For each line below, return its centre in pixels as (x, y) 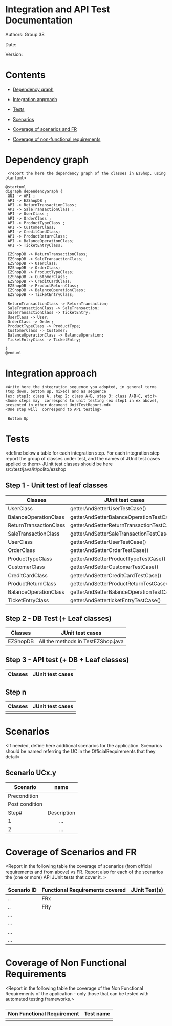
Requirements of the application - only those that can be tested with (77, 993)
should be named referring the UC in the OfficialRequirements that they (80, 751)
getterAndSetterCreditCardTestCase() (116, 575)
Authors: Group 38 (25, 34)
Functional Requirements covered (84, 890)
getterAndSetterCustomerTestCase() (114, 567)
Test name (97, 1014)
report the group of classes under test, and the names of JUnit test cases (83, 458)
